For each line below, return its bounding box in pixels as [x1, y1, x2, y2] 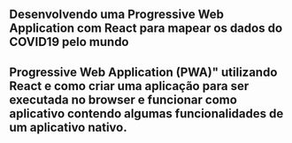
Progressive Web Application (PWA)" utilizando [9, 64, 278, 79]
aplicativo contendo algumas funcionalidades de [9, 106, 284, 121]
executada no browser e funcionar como [9, 92, 237, 107]
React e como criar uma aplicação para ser [9, 79, 250, 94]
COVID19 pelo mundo [9, 34, 129, 49]
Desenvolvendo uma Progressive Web [9, 7, 224, 22]
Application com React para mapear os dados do [9, 21, 283, 36]
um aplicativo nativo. [9, 119, 127, 135]
